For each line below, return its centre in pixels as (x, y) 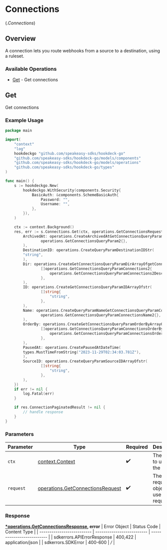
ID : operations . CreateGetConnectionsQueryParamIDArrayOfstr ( (88, 287)
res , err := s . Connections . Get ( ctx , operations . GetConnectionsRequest (89, 232)
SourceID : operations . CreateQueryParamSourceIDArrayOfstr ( (85, 361)
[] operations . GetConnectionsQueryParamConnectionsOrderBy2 (103, 329)
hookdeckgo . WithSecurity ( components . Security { (72, 190)
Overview (21, 39)
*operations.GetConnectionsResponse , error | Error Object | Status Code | (83, 527)
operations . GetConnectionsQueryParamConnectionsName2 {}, (101, 315)
